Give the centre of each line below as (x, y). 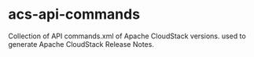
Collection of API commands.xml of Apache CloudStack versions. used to (127, 36)
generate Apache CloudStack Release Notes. (81, 44)
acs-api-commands (74, 14)
